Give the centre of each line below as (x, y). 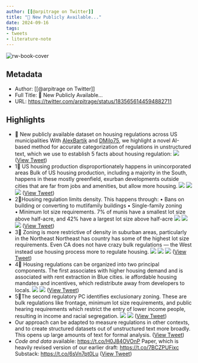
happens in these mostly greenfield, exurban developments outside (97, 179)
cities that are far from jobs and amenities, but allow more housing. (96, 186)
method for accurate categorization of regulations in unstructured (111, 147)
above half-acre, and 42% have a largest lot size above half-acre (94, 219)
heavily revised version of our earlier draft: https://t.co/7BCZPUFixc (97, 347)
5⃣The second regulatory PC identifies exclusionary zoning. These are (101, 296)
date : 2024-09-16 (27, 22)
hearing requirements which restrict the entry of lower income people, (100, 309)
